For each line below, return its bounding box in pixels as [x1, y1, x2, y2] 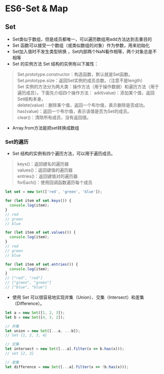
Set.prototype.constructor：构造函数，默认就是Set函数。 [17, 71, 133, 77]
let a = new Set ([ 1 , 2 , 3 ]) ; [5, 310, 65, 315]
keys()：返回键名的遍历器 [17, 161, 69, 167]
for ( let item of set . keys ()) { [5, 198, 71, 204]
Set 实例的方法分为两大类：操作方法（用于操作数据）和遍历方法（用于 [17, 84, 159, 89]
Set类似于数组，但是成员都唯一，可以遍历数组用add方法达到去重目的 [12, 36, 152, 42]
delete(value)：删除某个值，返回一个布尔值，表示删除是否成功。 [17, 102, 148, 108]
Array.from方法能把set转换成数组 [12, 125, 80, 131]
